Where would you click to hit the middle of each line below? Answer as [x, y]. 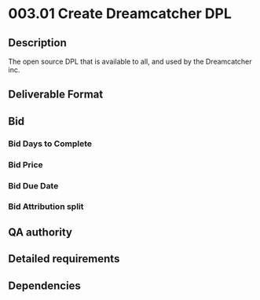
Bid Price [26, 164]
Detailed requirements [64, 259]
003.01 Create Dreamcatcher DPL [120, 14]
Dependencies [44, 285]
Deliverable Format [56, 95]
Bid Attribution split [46, 207]
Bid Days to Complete [50, 144]
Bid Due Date [33, 185]
